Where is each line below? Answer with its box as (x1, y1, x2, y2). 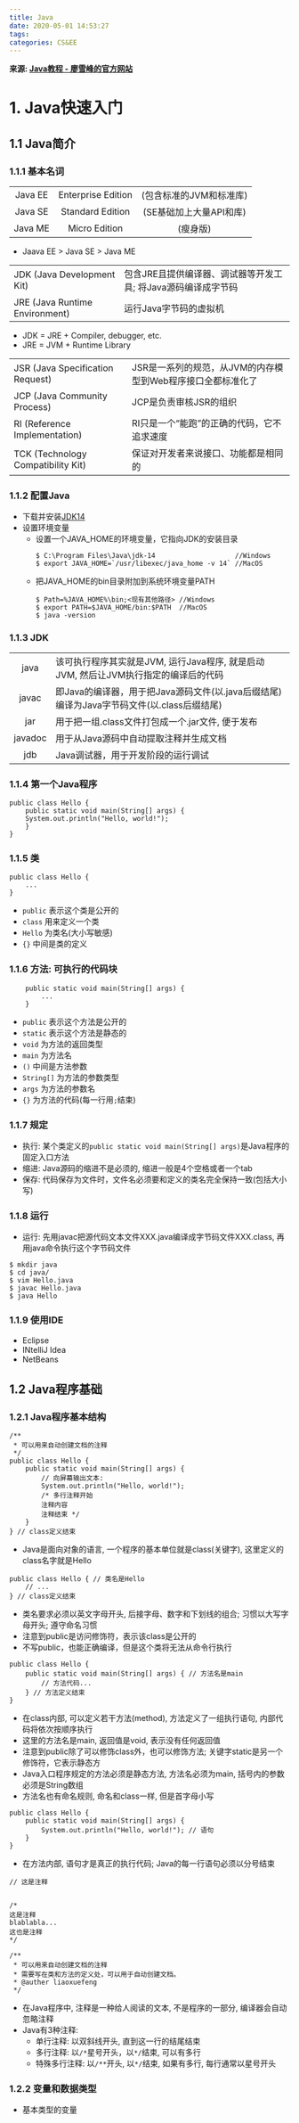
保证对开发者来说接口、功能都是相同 (132, 447, 284, 460)
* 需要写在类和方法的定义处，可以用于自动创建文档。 (12, 1971, 181, 1980)
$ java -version (35, 611, 96, 620)
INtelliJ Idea (21, 1344, 67, 1355)
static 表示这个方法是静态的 (21, 1027, 127, 1038)
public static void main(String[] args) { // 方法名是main (25, 1669, 243, 1678)
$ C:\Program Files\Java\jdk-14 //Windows (35, 552, 271, 561)
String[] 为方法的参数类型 (21, 1071, 120, 1083)
